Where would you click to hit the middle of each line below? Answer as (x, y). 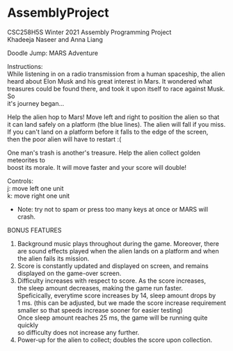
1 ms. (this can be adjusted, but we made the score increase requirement (121, 303)
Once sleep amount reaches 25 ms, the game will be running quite (112, 318)
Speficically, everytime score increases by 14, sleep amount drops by (116, 295)
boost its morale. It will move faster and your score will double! (97, 167)
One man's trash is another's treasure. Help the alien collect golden (104, 153)
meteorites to (26, 160)
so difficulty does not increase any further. (78, 332)
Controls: (20, 181)
